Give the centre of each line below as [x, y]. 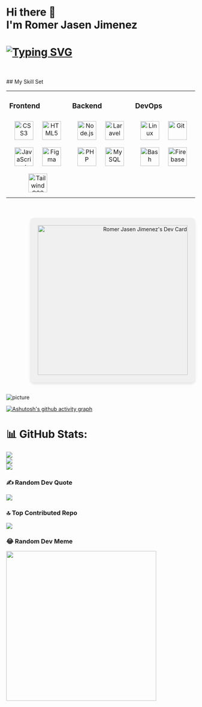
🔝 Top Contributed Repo [42, 513]
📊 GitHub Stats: [47, 434]
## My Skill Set [25, 82]
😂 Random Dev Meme [40, 541]
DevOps [149, 106]
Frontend [25, 106]
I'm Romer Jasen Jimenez [72, 25]
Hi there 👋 [31, 12]
